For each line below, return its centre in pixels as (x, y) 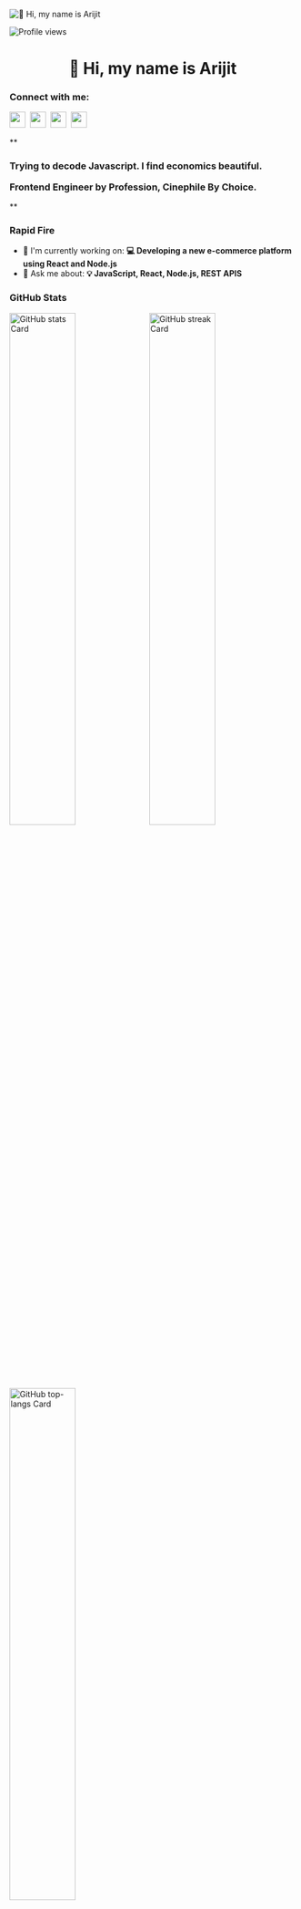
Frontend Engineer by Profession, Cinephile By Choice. (133, 187)
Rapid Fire (32, 231)
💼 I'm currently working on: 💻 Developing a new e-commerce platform (157, 251)
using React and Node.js (70, 264)
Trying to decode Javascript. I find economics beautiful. (136, 166)
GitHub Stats (38, 298)
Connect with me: (50, 98)
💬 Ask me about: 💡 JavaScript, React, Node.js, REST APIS (132, 274)
